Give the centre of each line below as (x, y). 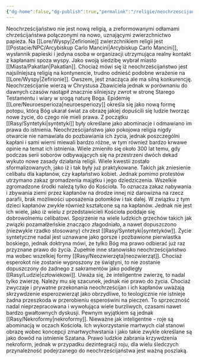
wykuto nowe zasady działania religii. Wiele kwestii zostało (78, 161)
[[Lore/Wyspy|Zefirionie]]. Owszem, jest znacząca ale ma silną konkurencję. (99, 79)
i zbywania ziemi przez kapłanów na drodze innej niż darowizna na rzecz (95, 192)
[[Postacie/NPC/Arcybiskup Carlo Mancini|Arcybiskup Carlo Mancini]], (92, 48)
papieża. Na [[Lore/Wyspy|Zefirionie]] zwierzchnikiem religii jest (85, 41)
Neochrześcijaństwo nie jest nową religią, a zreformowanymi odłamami (93, 29)
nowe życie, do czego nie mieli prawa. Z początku (67, 117)
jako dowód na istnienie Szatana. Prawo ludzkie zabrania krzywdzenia (92, 338)
